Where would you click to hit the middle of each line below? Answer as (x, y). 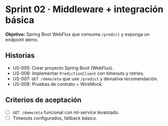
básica (20, 20)
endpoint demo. (22, 40)
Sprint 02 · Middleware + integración (85, 9)
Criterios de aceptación (43, 100)
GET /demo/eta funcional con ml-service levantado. (66, 112)
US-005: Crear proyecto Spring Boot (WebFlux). (63, 68)
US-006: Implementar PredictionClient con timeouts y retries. (78, 73)
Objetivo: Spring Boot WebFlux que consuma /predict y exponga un (77, 34)
